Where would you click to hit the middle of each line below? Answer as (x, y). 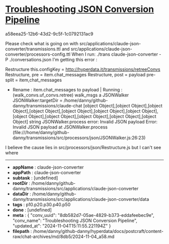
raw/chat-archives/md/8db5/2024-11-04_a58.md (63, 236)
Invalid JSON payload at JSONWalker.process (60, 127)
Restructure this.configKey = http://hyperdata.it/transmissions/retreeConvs (83, 69)
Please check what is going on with (42, 43)
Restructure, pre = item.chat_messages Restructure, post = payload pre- (80, 74)
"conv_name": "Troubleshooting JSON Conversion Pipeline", (75, 220)
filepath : (22, 231)
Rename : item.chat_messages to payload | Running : (67, 89)
